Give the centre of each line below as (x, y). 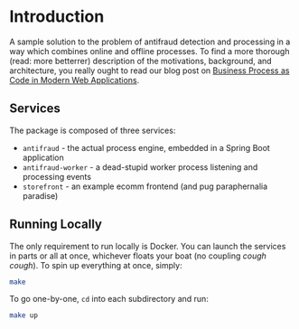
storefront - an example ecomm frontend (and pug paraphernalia (145, 186)
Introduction (57, 17)
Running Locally (56, 225)
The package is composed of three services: (93, 130)
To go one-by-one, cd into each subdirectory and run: (109, 299)
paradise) (40, 195)
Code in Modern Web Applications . (75, 80)
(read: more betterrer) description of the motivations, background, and (141, 61)
